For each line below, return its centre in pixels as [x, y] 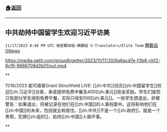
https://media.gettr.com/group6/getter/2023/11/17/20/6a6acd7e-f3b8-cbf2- [83, 61]
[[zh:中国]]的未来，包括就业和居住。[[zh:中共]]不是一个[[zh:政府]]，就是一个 [83, 111]
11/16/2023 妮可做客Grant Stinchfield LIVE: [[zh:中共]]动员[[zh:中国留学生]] [81, 86]
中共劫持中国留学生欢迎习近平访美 [57, 33]
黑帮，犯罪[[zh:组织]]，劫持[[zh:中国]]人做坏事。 [55, 117]
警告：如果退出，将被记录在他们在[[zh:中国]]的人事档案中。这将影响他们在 [81, 104]
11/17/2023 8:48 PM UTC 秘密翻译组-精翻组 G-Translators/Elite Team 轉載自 [82, 45]
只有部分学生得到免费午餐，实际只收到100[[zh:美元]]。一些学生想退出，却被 [83, 98]
